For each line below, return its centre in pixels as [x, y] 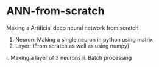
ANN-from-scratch [55, 11]
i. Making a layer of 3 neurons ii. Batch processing [69, 57]
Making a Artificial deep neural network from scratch [72, 28]
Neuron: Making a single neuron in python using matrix [84, 39]
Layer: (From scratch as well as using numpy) [72, 46]
